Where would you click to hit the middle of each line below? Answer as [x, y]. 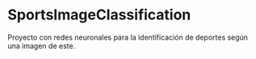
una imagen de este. [42, 45]
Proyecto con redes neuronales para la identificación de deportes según [128, 37]
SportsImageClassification [99, 15]
